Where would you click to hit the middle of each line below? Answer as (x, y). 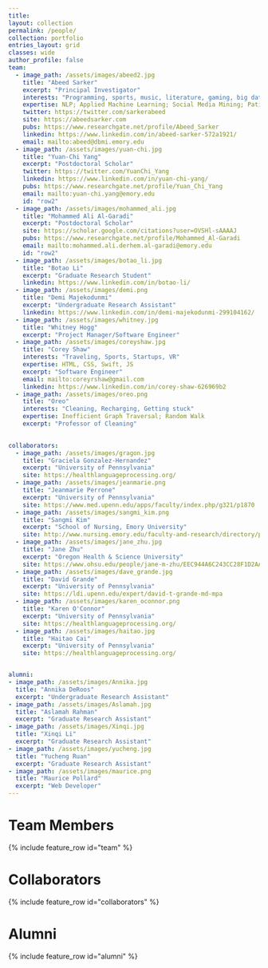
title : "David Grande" (60, 579)
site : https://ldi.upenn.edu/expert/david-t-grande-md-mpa (123, 594)
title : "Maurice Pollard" (59, 779)
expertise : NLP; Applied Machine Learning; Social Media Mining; (134, 105)
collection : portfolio (46, 38)
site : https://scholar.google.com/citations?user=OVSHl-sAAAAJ (130, 231)
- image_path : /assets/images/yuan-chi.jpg (89, 149)
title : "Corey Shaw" (57, 350)
